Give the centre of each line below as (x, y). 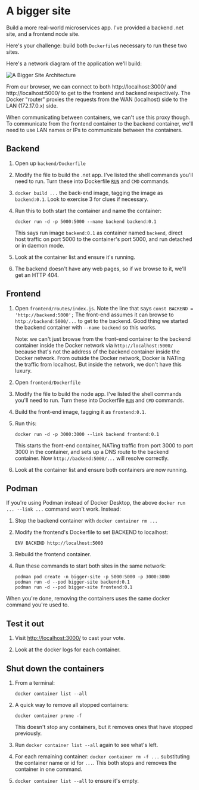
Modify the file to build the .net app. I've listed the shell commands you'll (104, 175)
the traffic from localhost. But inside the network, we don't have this (98, 364)
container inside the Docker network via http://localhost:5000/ (94, 345)
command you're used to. (38, 605)
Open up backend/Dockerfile (50, 163)
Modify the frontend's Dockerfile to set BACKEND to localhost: (91, 532)
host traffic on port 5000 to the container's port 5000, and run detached (103, 239)
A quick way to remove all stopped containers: (72, 705)
